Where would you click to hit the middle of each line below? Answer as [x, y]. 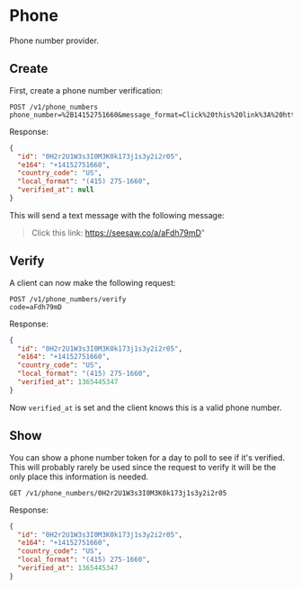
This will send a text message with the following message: [117, 215]
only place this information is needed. [79, 477]
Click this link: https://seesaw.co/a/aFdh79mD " [118, 232]
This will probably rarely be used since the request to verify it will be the [143, 467]
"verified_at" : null [56, 190]
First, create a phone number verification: [86, 90]
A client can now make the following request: [93, 282]
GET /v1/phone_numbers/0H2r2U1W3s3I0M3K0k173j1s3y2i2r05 [118, 493]
